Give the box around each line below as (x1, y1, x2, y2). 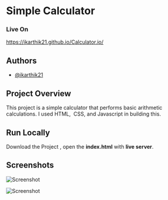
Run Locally (6, 127, 50, 137)
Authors (6, 55, 37, 65)
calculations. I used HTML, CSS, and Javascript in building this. (6, 110, 161, 117)
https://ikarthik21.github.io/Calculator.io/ (6, 38, 104, 45)
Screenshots (6, 160, 54, 171)
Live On (6, 25, 28, 34)
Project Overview (6, 88, 71, 99)
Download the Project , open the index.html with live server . (6, 143, 154, 150)
